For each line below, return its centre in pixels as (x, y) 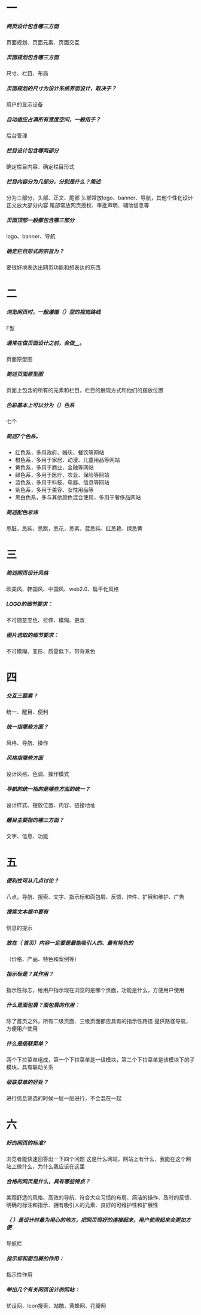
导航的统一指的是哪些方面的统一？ (48, 789)
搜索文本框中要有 (27, 912)
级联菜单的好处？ (27, 1082)
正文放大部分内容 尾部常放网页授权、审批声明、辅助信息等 (78, 205)
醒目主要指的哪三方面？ (35, 820)
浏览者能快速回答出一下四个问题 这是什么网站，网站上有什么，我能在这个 (96, 1159)
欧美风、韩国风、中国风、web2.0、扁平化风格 (63, 589)
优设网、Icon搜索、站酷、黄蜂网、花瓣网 (56, 1306)
